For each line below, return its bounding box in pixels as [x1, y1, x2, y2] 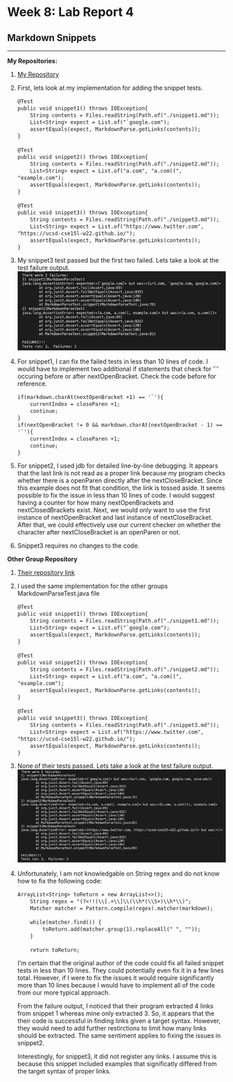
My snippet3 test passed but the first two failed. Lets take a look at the [17, 256, 219, 264]
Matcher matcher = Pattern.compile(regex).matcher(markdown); [30, 905, 214, 912]
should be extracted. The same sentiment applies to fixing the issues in [17, 1031, 221, 1040]
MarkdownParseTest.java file [17, 589, 101, 598]
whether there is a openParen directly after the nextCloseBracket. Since [17, 476, 223, 484]
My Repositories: [7, 57, 58, 65]
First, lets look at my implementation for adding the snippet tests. [17, 84, 203, 92]
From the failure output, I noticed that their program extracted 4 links [17, 1002, 214, 1010]
